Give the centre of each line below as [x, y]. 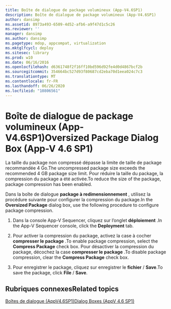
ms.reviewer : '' [22, 29]
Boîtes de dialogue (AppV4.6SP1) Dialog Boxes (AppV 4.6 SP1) [70, 301]
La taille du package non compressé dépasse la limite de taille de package [83, 163]
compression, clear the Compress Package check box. [71, 257]
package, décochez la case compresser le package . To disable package [89, 252]
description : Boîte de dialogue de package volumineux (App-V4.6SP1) [81, 15]
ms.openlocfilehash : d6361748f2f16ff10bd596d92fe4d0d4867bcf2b [74, 67]
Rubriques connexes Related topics [62, 289]
